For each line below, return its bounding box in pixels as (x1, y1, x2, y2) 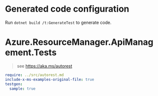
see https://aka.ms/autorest (16, 63, 73, 69)
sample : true (9, 86, 36, 91)
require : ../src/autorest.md (5, 72, 64, 77)
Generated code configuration (5, 3, 129, 15)
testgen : (5, 81, 23, 86)
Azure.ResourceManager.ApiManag (5, 37, 154, 48)
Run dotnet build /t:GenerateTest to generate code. (5, 19, 111, 25)
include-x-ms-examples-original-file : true (5, 77, 95, 82)
